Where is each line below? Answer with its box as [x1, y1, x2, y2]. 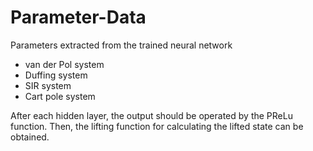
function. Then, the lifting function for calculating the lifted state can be [10, 120, 304, 132]
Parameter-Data [10, 6, 147, 29]
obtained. [10, 131, 50, 143]
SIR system [24, 79, 72, 91]
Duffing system [24, 69, 88, 81]
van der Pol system [24, 58, 105, 70]
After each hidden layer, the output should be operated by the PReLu [10, 109, 293, 121]
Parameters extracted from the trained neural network [10, 39, 233, 51]
